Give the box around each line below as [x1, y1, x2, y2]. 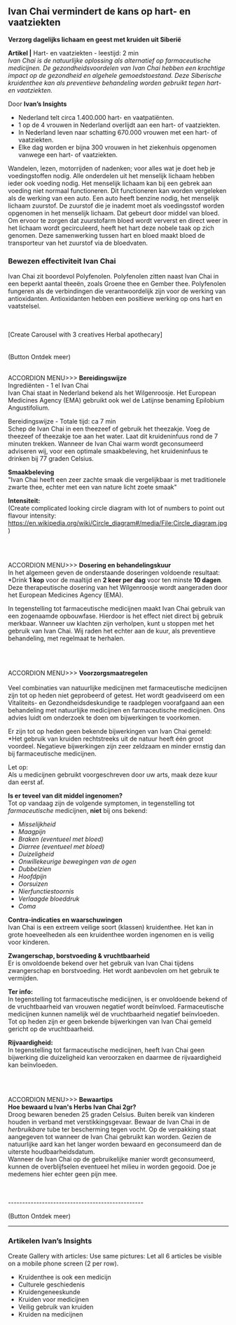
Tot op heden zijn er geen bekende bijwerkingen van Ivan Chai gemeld [8, 1017, 212, 1026]
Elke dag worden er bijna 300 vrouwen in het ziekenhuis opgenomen [18, 143, 216, 152]
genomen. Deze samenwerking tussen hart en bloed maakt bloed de [8, 231, 205, 239]
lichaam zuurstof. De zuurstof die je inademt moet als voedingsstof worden [8, 201, 225, 210]
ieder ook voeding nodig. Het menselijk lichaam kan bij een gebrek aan [8, 179, 212, 187]
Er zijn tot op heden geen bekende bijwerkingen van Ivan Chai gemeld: [8, 727, 212, 736]
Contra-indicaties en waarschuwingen [8, 915, 123, 924]
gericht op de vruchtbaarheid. [8, 1025, 95, 1033]
